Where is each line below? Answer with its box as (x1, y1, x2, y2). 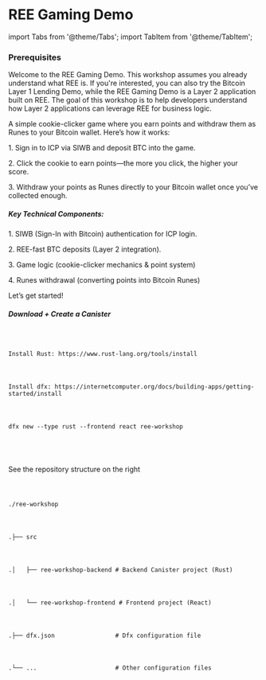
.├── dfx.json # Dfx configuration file (8, 631, 201, 639)
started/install (8, 389, 62, 397)
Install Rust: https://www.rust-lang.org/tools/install (8, 350, 198, 358)
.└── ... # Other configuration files (8, 664, 213, 672)
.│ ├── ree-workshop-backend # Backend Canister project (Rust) (8, 565, 233, 574)
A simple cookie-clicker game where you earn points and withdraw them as (8, 119, 256, 129)
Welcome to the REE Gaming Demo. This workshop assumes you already (8, 70, 248, 80)
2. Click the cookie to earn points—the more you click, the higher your (8, 158, 238, 168)
